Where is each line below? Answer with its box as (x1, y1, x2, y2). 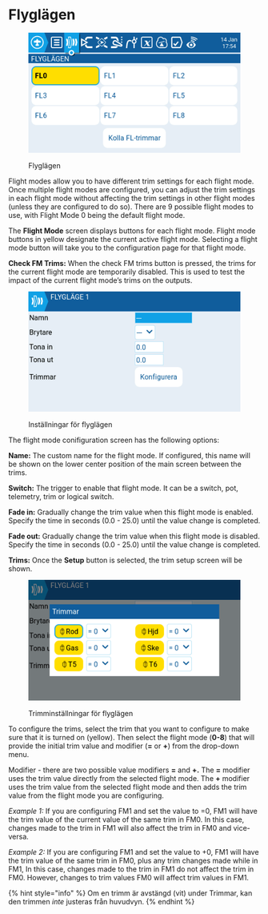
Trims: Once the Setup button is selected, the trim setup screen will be (8, 555, 242, 566)
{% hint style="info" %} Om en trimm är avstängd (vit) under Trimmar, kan (8, 888, 253, 898)
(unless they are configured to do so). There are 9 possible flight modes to (8, 202, 254, 211)
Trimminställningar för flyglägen (28, 708, 134, 718)
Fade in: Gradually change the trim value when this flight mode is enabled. (8, 507, 254, 517)
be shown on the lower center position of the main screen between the (8, 459, 242, 469)
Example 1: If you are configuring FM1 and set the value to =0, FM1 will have (8, 806, 258, 815)
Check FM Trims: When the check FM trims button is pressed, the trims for (8, 259, 257, 268)
